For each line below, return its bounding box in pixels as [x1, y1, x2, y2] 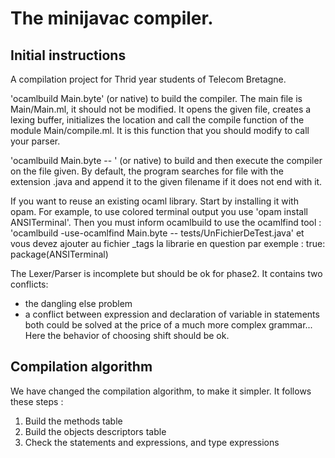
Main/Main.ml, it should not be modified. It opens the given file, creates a [10, 103, 312, 115]
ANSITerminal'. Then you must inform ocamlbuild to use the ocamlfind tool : [10, 217, 322, 228]
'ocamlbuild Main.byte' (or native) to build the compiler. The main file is [10, 93, 303, 104]
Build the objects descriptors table [24, 425, 167, 437]
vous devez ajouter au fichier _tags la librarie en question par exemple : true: [10, 238, 326, 249]
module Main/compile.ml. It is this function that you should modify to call [10, 125, 310, 136]
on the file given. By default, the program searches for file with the [10, 165, 284, 177]
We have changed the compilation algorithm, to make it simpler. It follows [10, 385, 312, 397]
